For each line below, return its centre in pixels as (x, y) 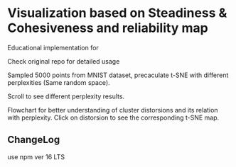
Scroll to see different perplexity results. (66, 96)
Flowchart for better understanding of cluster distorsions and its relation (113, 110)
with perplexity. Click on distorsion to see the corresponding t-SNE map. (113, 117)
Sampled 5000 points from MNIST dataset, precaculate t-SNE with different (118, 75)
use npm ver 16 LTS (36, 156)
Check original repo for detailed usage (64, 61)
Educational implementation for (53, 47)
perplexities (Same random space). (59, 82)
